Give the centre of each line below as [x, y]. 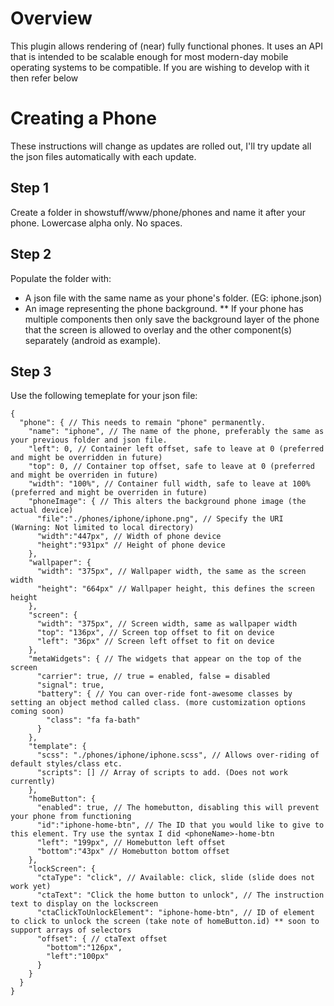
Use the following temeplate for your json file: [104, 396]
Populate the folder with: [61, 278]
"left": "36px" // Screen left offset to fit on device [155, 642]
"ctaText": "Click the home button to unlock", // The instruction [180, 895]
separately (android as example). [92, 340]
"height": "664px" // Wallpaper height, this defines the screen [175, 589]
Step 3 [31, 371]
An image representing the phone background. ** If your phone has [164, 308]
